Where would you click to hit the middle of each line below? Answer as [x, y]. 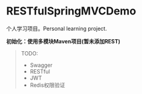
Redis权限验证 [47, 85]
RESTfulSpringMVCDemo [71, 11]
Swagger [41, 65]
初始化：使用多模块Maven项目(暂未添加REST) [63, 41]
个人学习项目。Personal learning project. [57, 28]
